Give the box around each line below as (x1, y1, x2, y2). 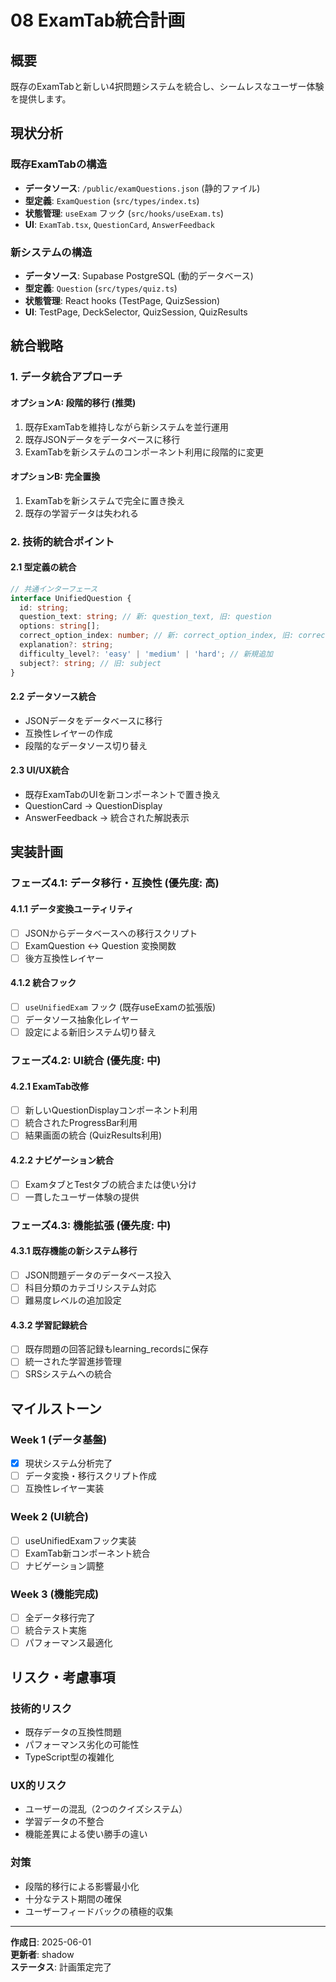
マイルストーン (10, 1400, 102, 1417)
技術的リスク (10, 1701, 73, 1715)
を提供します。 (10, 93, 72, 105)
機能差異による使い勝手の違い (24, 1828, 148, 1840)
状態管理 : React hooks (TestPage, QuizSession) (24, 294, 221, 306)
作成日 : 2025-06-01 (10, 1936, 92, 1948)
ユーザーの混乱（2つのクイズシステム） (24, 1803, 188, 1815)
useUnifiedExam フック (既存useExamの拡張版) (24, 1001, 217, 1013)
